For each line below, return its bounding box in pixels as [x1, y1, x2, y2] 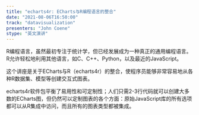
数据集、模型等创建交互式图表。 [14, 75, 93, 82]
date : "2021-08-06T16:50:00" [6, 14, 78, 20]
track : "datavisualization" [6, 20, 76, 25]
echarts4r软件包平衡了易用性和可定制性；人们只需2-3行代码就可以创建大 [6, 88, 185, 95]
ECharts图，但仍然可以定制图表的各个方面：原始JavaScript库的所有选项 [16, 95, 192, 103]
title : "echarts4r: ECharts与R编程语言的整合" [6, 8, 116, 15]
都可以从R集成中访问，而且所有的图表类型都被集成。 [6, 103, 135, 110]
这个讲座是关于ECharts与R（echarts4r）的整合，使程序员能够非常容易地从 [6, 68, 188, 75]
